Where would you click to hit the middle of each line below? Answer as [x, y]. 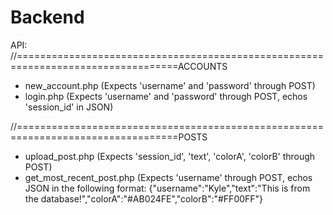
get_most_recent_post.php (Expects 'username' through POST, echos [168, 177]
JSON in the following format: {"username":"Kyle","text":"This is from [167, 188]
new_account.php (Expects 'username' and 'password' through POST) [170, 85]
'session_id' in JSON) [69, 107]
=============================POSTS [109, 137]
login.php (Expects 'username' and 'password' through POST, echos [166, 96]
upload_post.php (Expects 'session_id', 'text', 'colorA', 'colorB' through [170, 156]
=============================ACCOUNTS [119, 66]
